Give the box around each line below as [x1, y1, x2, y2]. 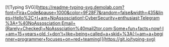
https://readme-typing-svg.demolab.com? [37, 4, 125, 10]
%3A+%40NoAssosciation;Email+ [5, 20, 76, 26]
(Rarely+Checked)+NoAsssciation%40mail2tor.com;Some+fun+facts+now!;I [5, 25, 164, 31]
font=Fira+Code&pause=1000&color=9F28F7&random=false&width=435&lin [5, 9, 163, 15]
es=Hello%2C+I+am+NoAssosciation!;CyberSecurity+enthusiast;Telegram [5, 15, 160, 20]
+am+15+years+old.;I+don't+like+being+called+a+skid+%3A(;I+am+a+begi [5, 31, 163, 36]
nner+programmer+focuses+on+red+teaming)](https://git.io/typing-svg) [5, 36, 156, 42]
